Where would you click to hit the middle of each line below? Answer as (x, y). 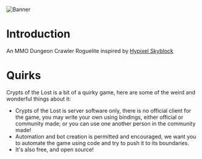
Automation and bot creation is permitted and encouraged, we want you (106, 136)
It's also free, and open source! (54, 149)
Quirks (24, 76)
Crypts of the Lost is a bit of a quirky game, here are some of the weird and (101, 92)
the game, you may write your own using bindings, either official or (99, 117)
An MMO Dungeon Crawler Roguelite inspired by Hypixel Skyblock (90, 51)
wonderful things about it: (39, 99)
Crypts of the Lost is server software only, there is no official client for (103, 110)
